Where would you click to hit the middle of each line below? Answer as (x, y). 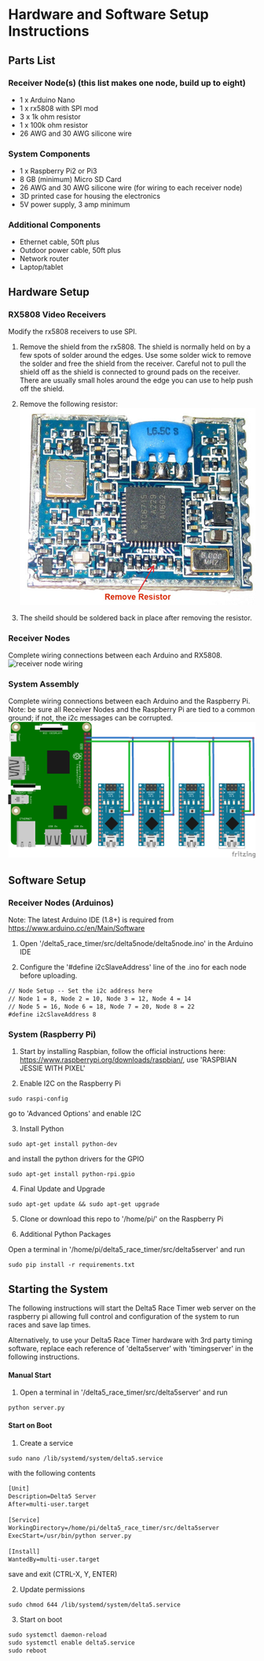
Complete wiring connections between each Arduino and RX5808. (115, 655)
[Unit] (19, 1488)
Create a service (46, 1443)
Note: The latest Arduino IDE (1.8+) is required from (91, 920)
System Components (49, 154)
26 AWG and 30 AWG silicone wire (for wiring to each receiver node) (131, 188)
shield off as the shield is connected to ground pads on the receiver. (130, 372)
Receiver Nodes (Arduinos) (61, 903)
